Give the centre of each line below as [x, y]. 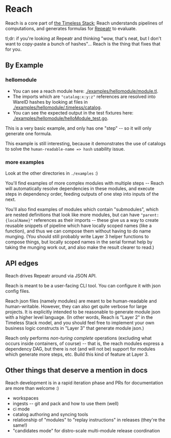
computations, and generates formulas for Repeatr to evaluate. [71, 28]
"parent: [150, 215]
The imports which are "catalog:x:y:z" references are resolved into [84, 96]
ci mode [21, 409]
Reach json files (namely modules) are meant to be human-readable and [81, 301]
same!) [20, 425]
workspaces [26, 398]
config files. [18, 291]
